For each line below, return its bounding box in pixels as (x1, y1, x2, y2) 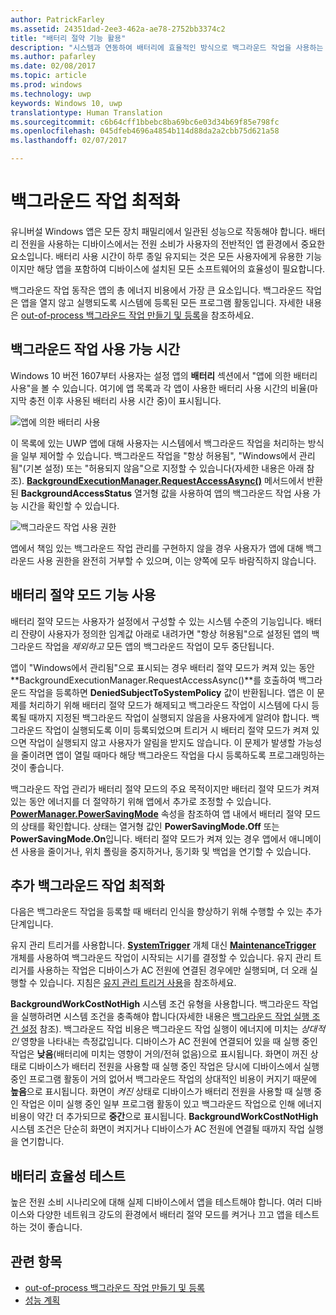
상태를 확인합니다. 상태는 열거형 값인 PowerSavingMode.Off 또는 (20, 820, 280, 832)
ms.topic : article (10, 71, 87, 81)
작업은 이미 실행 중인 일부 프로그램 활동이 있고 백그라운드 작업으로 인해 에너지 (20, 1098, 323, 1110)
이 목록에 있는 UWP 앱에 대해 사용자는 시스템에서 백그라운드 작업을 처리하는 (10, 437, 306, 449)
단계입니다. (10, 918, 54, 930)
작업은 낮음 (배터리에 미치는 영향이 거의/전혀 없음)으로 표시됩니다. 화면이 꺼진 (10, 1048, 308, 1060)
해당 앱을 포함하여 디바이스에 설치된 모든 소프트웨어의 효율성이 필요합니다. (36, 262, 326, 275)
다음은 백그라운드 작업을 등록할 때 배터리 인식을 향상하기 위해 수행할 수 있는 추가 (10, 906, 323, 918)
